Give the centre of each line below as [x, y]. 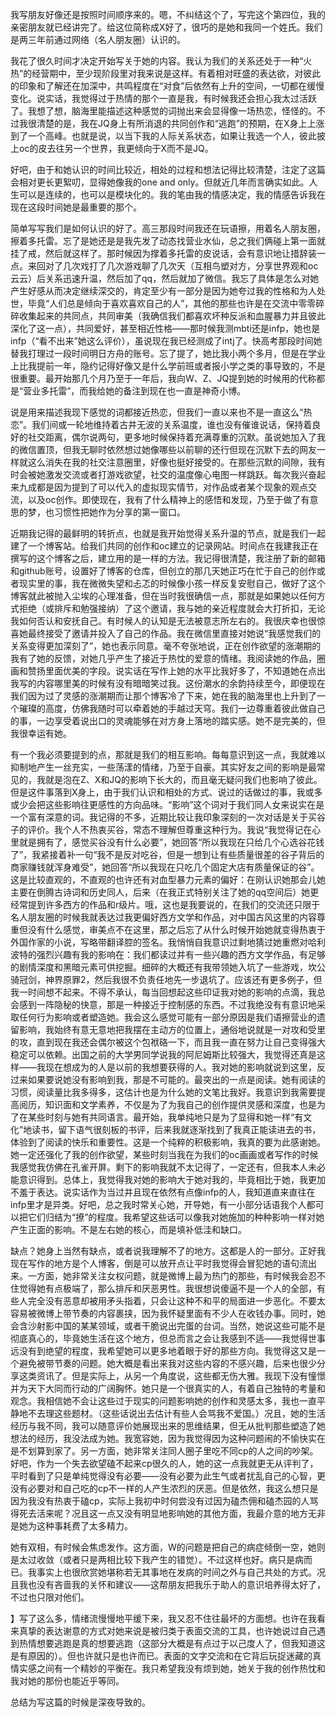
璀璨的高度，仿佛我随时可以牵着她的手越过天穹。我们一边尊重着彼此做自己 [172, 708]
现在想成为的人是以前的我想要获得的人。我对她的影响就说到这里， [180, 1067]
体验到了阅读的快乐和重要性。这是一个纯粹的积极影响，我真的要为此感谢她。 [168, 1142]
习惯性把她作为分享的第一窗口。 [119, 512]
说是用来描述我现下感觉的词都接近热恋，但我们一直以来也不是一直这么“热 [161, 412]
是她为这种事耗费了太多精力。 [71, 1526]
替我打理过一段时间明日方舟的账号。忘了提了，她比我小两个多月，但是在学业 [168, 353]
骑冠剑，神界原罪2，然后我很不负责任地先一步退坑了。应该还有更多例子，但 [166, 979]
